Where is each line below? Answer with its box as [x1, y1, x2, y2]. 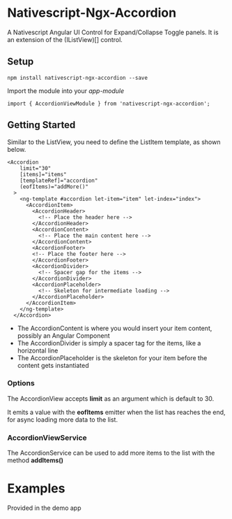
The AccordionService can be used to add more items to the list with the [7, 449, 215, 457]
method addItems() [7, 456, 64, 464]
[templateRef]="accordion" [20, 177, 98, 184]
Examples [7, 481, 65, 497]
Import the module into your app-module [7, 86, 125, 95]
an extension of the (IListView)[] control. [7, 35, 123, 43]
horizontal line [17, 346, 59, 355]
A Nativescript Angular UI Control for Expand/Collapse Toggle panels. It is [7, 28, 219, 36]
